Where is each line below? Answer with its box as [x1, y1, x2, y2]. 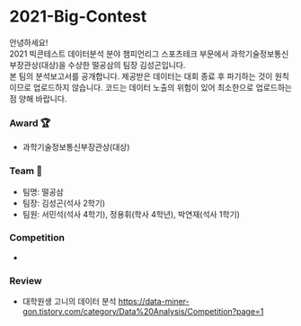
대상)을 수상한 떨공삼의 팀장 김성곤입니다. [40, 59, 186, 70]
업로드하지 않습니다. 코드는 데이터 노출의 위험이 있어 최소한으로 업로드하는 [32, 82, 293, 93]
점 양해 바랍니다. [9, 93, 67, 104]
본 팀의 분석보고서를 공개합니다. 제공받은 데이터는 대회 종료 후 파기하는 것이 [9, 70, 273, 82]
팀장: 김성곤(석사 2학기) [22, 198, 106, 208]
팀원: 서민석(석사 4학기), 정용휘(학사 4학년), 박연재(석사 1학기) [22, 208, 241, 219]
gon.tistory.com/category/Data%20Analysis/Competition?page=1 [22, 306, 264, 317]
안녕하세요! [9, 37, 49, 48]
